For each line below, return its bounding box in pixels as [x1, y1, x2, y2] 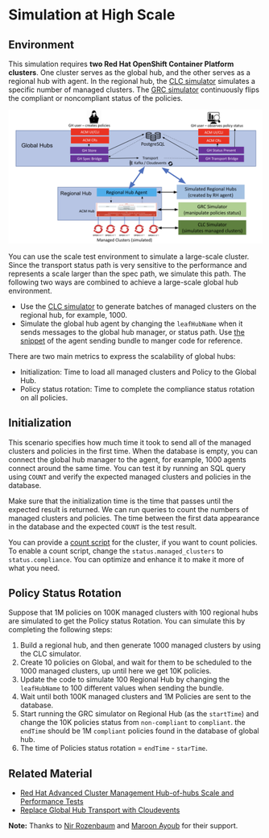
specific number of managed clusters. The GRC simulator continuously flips [8, 85, 260, 94]
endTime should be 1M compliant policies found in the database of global [19, 726, 259, 736]
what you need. [8, 563, 60, 573]
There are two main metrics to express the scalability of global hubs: [8, 351, 236, 361]
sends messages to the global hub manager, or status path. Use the [19, 327, 246, 336]
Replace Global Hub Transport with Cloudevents [19, 805, 180, 815]
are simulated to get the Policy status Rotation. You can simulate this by [8, 616, 246, 626]
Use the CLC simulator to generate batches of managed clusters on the [19, 301, 257, 311]
